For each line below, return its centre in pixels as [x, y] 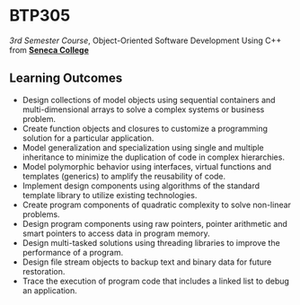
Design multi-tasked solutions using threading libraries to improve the [151, 242]
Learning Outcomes [66, 78]
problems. [41, 214]
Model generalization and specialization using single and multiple [143, 147]
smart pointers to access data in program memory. [116, 233]
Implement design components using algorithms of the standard [141, 186]
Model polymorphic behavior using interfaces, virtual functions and [147, 166]
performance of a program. [73, 252]
